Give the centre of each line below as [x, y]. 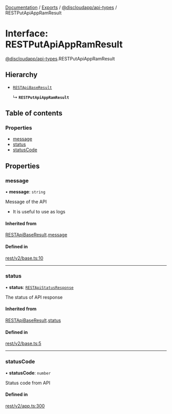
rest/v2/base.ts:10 [24, 258]
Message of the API [26, 202]
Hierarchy [21, 75]
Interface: [27, 34]
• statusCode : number [28, 373]
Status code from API [28, 383]
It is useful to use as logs [39, 212]
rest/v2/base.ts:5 [23, 344]
